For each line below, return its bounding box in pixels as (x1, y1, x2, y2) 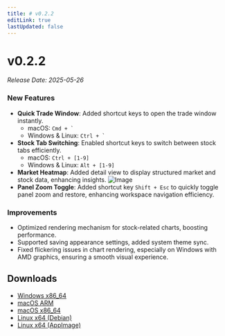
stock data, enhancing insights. (17, 175, 107, 184)
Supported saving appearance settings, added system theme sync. (17, 237, 209, 246)
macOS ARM (17, 299, 54, 307)
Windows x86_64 (17, 291, 67, 299)
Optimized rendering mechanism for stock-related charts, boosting (17, 223, 208, 231)
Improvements (7, 208, 57, 217)
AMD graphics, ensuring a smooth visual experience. (17, 253, 168, 261)
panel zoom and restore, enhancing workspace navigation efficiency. (17, 190, 215, 199)
